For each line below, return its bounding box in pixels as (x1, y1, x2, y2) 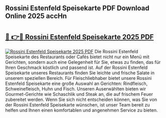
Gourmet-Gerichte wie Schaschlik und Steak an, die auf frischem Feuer (5, 91, 153, 97)
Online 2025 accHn (5, 12, 67, 21)
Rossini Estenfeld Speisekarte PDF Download (5, 4, 149, 13)
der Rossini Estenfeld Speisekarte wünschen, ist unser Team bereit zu (5, 102, 150, 107)
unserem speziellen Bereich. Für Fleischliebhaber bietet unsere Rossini (5, 75, 152, 81)
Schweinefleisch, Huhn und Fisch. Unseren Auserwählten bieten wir (5, 86, 146, 92)
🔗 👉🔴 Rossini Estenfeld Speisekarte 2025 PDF (5, 33, 154, 41)
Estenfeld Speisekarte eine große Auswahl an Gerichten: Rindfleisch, (5, 80, 148, 86)
